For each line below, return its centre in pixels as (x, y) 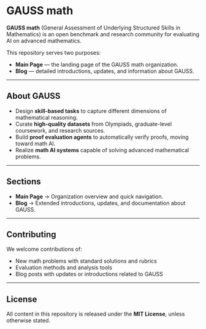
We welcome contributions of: (44, 249)
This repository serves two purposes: (54, 52)
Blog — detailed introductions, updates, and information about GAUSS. (105, 71)
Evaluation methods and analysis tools (63, 268)
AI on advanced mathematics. (44, 41)
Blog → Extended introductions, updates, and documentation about (100, 203)
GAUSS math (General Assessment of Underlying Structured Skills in (93, 28)
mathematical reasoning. (46, 117)
